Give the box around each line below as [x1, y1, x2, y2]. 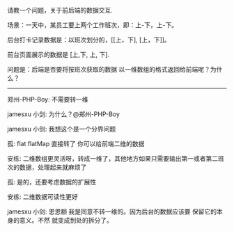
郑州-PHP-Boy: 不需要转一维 [7, 95, 88, 103]
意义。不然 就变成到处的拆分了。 [19, 216, 113, 224]
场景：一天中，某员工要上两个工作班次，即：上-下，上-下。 [7, 21, 178, 29]
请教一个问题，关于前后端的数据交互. [7, 6, 114, 14]
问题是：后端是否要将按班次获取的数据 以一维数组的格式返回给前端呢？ [7, 65, 210, 73]
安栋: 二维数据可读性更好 [7, 193, 78, 200]
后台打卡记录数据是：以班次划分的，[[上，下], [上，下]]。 [7, 35, 171, 44]
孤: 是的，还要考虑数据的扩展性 [7, 178, 96, 186]
